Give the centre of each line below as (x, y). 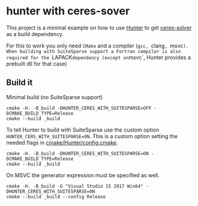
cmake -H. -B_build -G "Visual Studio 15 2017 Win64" (75, 186)
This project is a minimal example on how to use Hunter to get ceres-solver (99, 28)
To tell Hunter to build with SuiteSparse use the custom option (83, 130)
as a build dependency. (35, 34)
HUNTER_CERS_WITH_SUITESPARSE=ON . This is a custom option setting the (92, 136)
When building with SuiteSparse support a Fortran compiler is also (94, 51)
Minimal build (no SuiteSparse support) (55, 97)
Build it (19, 83)
